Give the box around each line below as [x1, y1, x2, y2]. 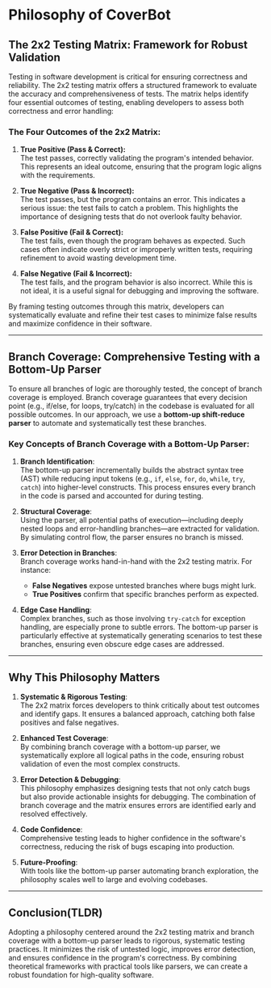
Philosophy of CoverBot [8, 6, 171, 24]
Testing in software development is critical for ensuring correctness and [8, 72, 248, 82]
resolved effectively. [19, 809, 88, 819]
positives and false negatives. [19, 717, 119, 728]
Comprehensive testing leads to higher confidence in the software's [19, 834, 246, 843]
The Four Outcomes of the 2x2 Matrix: [8, 126, 161, 137]
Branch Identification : [19, 456, 95, 466]
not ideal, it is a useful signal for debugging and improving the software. [19, 286, 260, 296]
